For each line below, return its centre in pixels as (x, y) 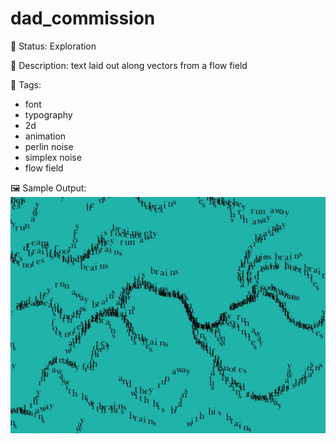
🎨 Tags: (26, 84)
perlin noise (49, 146)
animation (45, 136)
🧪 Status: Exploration (53, 46)
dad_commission (83, 18)
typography (48, 114)
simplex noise (53, 157)
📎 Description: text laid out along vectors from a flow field (129, 65)
